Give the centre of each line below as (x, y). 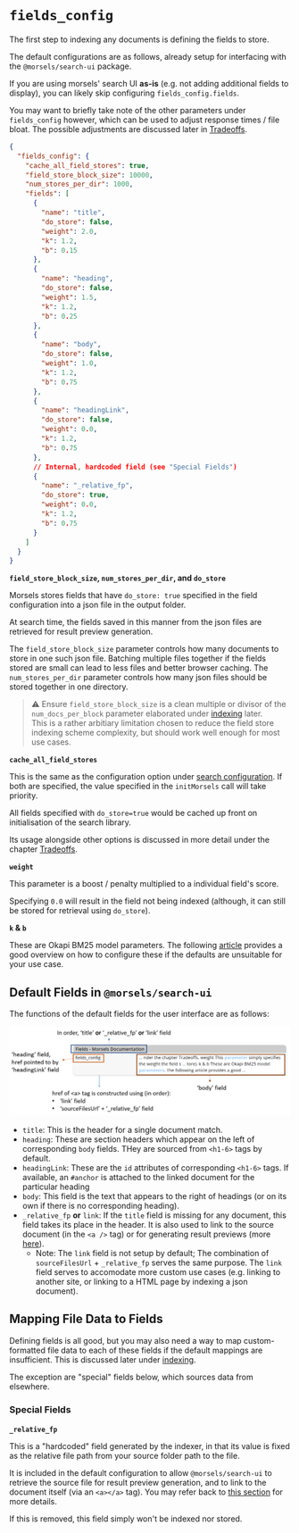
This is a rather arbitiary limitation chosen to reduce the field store (153, 723)
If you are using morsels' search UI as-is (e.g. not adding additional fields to (149, 83)
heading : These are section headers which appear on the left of (138, 1139)
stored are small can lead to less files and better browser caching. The (139, 668)
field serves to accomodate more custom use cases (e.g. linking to (158, 1272)
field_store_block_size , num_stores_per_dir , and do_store (117, 578)
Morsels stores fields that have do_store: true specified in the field (133, 596)
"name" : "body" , (71, 345)
